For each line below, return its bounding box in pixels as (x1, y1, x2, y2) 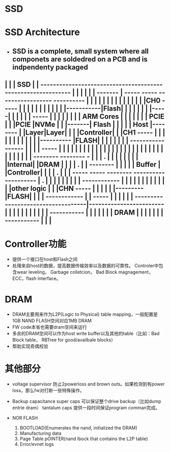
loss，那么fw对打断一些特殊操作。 (12, 387, 85, 393)
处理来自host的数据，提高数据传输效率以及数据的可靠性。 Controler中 (12, 263, 159, 269)
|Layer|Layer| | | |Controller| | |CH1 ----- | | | (23, 128, 165, 137)
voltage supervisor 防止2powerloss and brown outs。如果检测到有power (12, 381, 165, 387)
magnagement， (118, 269, 154, 275)
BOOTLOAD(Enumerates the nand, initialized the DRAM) (19, 424, 138, 431)
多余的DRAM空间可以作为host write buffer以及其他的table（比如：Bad (12, 331, 160, 337)
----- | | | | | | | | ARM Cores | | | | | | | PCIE (32, 112, 164, 121)
